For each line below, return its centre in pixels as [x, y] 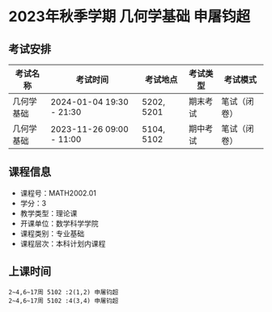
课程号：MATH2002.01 [58, 193]
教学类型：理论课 [49, 213]
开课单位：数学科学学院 [59, 223]
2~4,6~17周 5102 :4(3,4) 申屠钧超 [64, 301]
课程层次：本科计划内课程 [63, 243]
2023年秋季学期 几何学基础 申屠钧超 [130, 17]
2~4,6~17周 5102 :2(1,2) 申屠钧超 [64, 292]
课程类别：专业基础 [52, 233]
